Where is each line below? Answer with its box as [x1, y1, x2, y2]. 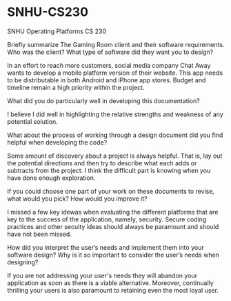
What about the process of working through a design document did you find [7, 131, 223, 139]
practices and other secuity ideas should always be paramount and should [7, 222, 219, 230]
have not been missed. [7, 230, 72, 238]
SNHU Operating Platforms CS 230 [7, 27, 107, 35]
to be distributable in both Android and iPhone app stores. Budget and [7, 75, 206, 84]
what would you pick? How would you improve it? [7, 194, 148, 203]
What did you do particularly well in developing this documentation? [7, 96, 200, 104]
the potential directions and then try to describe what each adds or [7, 158, 197, 167]
